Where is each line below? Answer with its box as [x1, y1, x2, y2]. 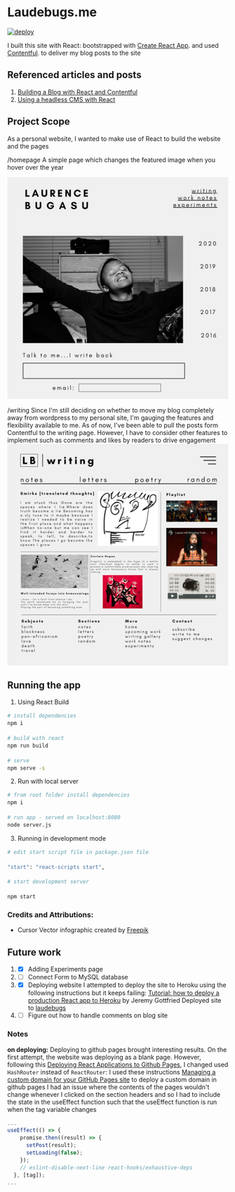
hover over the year [7, 163, 65, 171]
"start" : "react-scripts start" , [7, 863, 105, 870]
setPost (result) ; [25, 1142, 77, 1149]
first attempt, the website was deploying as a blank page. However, [7, 1053, 201, 1061]
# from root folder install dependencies [7, 791, 130, 799]
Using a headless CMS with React [17, 95, 116, 103]
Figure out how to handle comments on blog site [27, 1011, 168, 1020]
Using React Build [17, 698, 69, 706]
